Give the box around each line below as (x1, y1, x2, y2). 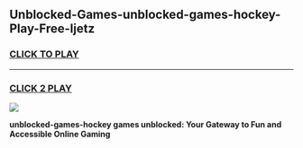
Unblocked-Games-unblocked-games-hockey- (9, 7, 281, 22)
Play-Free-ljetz (9, 22, 96, 37)
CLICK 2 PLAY (9, 82, 72, 94)
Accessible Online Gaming (9, 128, 111, 139)
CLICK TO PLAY (9, 48, 79, 61)
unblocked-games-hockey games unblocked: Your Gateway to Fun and (9, 118, 282, 129)
